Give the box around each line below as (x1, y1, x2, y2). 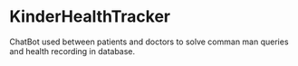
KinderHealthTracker (9, 6, 170, 27)
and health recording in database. (9, 45, 136, 56)
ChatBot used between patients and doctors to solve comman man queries (9, 36, 289, 47)
